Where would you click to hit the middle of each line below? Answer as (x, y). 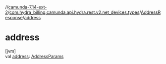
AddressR (151, 12)
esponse (14, 17)
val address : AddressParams (34, 56)
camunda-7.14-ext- (28, 7)
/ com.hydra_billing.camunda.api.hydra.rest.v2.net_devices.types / (74, 12)
